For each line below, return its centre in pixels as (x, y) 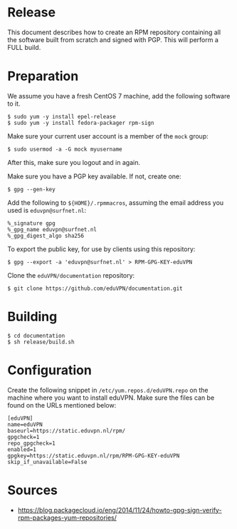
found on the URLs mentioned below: (62, 405)
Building (32, 317)
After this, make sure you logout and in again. (74, 162)
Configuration (50, 370)
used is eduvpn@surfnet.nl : (47, 210)
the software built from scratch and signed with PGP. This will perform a (113, 39)
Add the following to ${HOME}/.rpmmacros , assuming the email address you (116, 202)
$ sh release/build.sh (41, 342)
